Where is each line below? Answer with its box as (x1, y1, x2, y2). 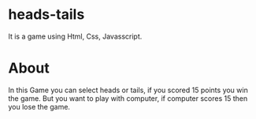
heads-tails (8, 6, 85, 24)
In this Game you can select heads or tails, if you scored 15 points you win (8, 85, 248, 95)
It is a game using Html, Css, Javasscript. (8, 32, 143, 41)
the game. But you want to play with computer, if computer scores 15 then (8, 93, 248, 103)
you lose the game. (8, 102, 71, 111)
